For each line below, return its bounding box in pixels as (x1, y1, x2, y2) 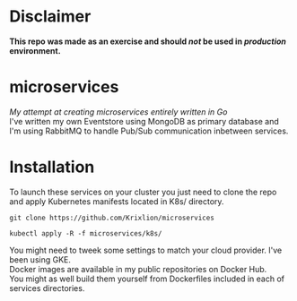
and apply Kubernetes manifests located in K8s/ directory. (9, 195, 224, 207)
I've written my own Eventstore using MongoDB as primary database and (9, 116, 280, 126)
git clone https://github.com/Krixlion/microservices (9, 213, 215, 222)
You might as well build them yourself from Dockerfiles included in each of (9, 273, 285, 284)
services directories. (9, 282, 85, 293)
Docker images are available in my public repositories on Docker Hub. (9, 263, 267, 274)
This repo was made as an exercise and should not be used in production (9, 36, 287, 47)
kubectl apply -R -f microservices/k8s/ (9, 228, 163, 238)
